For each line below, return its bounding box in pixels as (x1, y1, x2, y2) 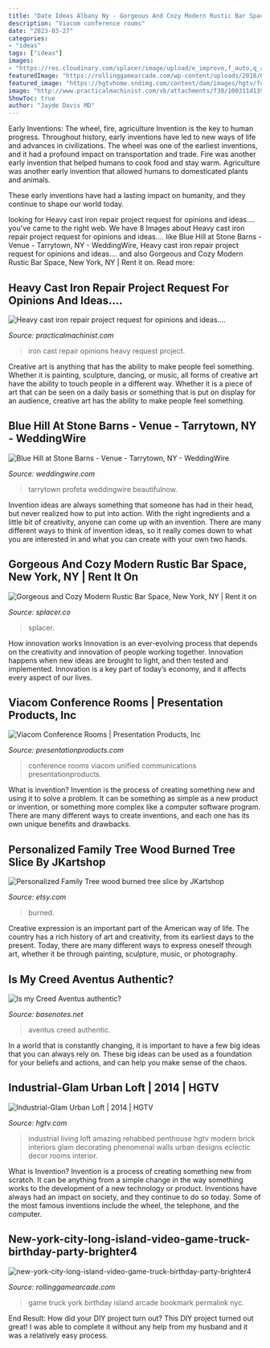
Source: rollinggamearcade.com (8, 1282, 116, 1292)
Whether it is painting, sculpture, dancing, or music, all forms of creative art (8, 370, 259, 379)
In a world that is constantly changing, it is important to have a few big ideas (8, 1040, 260, 1050)
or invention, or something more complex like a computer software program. (8, 802, 261, 812)
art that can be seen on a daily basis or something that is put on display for (8, 387, 256, 397)
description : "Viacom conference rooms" (8, 19, 146, 27)
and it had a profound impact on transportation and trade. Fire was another (8, 150, 256, 159)
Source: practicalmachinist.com (8, 330, 114, 340)
